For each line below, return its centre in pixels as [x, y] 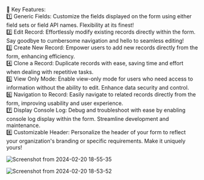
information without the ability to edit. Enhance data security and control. [98, 88]
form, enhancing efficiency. [41, 56]
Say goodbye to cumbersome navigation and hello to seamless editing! [95, 41]
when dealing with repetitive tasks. [50, 72]
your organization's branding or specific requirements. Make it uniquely [96, 141]
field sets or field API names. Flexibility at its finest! [70, 25]
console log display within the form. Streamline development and [88, 119]
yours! [14, 147]
